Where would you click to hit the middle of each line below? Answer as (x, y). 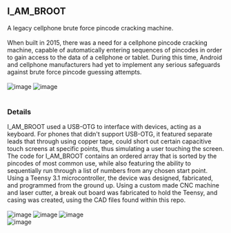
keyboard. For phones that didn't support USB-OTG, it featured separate (110, 134)
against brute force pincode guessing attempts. (74, 72)
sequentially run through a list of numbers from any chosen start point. (108, 171)
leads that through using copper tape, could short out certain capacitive (109, 141)
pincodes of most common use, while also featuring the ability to (99, 163)
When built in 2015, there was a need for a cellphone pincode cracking (108, 42)
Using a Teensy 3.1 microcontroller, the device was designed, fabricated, (110, 178)
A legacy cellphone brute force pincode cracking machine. (90, 28)
